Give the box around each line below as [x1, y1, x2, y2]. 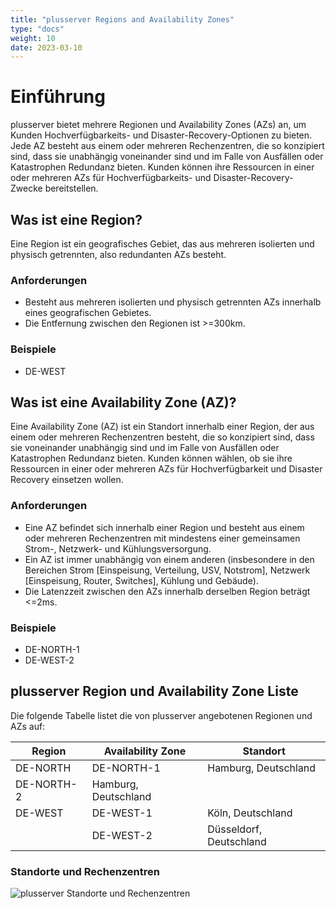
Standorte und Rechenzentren [10, 864, 160, 878]
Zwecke [10, 182, 43, 195]
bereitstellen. [44, 182, 99, 195]
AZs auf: [10, 720, 46, 732]
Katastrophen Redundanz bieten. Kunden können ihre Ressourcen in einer [10, 161, 315, 173]
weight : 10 [10, 33, 56, 43]
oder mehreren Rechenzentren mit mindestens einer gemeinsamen [24, 532, 301, 544]
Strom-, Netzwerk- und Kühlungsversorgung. [24, 542, 212, 555]
